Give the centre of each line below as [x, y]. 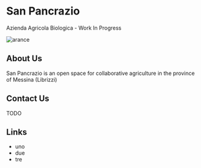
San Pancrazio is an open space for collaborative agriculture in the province [101, 73]
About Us [24, 59]
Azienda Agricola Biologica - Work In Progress [64, 28]
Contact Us [28, 99]
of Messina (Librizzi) [32, 79]
